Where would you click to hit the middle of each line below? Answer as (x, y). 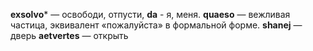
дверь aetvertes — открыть (69, 35)
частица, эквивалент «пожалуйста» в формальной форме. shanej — (156, 25)
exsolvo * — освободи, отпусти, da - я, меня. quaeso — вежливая (150, 14)
